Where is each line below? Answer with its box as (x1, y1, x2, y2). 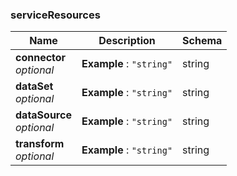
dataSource (15, 108, 72, 122)
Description (98, 34, 156, 48)
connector (15, 51, 67, 65)
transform (15, 137, 65, 151)
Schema (182, 34, 223, 48)
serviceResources (10, 8, 101, 22)
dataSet (15, 79, 54, 93)
